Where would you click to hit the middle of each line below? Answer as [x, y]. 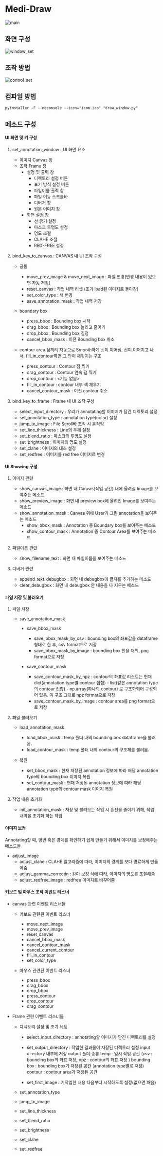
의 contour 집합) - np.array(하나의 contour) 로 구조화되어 [89, 689]
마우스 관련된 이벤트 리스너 [45, 970]
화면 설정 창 [38, 215]
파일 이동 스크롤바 [51, 196]
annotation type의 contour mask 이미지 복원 [70, 789]
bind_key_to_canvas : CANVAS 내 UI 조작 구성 [57, 256]
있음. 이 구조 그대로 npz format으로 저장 [77, 695]
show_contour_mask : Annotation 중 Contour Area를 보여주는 [87, 531]
